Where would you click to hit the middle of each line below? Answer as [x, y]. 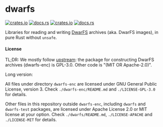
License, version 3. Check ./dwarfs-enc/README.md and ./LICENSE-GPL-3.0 [80, 89]
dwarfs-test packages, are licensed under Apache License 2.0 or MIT [76, 109]
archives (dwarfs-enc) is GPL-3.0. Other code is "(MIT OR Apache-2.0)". [79, 65]
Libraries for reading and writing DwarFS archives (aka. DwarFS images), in [82, 32]
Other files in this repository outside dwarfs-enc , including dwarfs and [75, 104]
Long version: [19, 74]
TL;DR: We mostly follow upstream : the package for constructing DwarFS [80, 60]
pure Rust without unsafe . [31, 37]
